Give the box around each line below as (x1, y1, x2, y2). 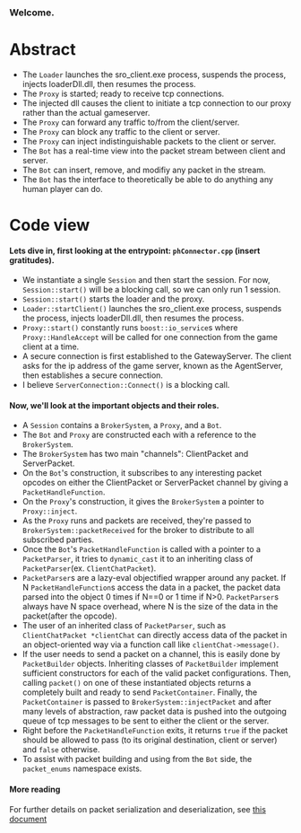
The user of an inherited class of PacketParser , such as (21, 620, 227, 631)
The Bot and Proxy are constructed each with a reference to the (21, 429, 257, 441)
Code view (9, 215, 90, 235)
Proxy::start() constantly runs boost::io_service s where (21, 322, 238, 333)
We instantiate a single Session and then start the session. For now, (21, 275, 271, 285)
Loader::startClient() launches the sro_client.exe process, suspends (21, 303, 282, 314)
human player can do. (21, 183, 103, 194)
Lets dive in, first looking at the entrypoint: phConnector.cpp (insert (9, 245, 261, 256)
